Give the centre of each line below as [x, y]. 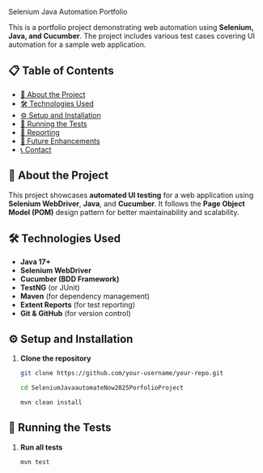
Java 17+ [35, 262]
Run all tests [41, 447]
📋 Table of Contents [62, 71]
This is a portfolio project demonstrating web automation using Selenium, [131, 27]
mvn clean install [51, 403]
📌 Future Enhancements [60, 141]
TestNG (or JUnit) [50, 288]
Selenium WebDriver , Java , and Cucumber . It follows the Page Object [127, 203]
